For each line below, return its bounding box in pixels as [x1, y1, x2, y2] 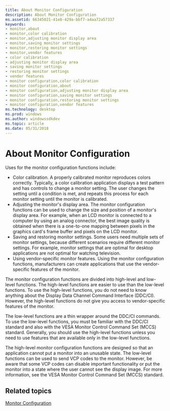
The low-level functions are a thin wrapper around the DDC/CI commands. [5, 313, 161, 319]
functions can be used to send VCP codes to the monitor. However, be [5, 355, 152, 362]
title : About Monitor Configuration [5, 7, 83, 13]
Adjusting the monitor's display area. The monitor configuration [12, 202, 146, 208]
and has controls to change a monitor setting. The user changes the [12, 185, 155, 191]
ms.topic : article [5, 121, 44, 126]
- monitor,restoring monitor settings [5, 45, 87, 50]
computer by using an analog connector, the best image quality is [12, 217, 150, 224]
